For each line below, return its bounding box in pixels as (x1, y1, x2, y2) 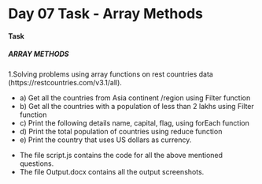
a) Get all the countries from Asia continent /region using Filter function (19, 92, 251, 103)
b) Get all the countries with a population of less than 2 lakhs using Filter (19, 101, 254, 111)
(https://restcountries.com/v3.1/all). (8, 77, 122, 87)
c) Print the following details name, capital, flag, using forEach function (19, 118, 249, 127)
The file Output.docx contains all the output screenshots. (19, 167, 205, 176)
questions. (19, 159, 54, 168)
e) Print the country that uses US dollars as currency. (19, 135, 192, 145)
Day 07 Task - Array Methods (8, 5, 203, 23)
